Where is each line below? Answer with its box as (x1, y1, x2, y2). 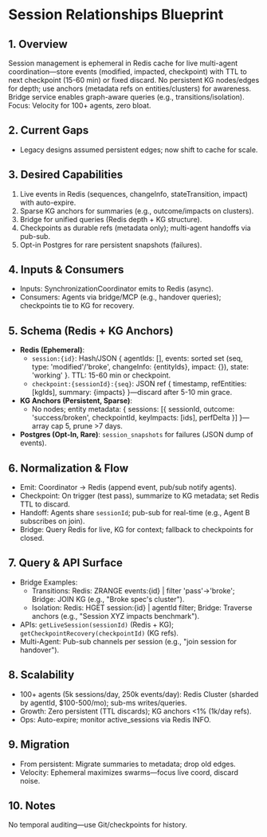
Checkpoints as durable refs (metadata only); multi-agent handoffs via (19, 223, 251, 233)
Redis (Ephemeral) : (19, 345, 85, 355)
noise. (19, 776, 41, 785)
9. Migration (8, 738, 70, 752)
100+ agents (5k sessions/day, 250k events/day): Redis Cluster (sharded (19, 689, 259, 698)
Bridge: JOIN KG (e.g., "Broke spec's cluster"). (31, 594, 185, 604)
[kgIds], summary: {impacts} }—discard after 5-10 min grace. (31, 388, 233, 397)
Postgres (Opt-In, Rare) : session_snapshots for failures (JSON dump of (19, 430, 253, 440)
